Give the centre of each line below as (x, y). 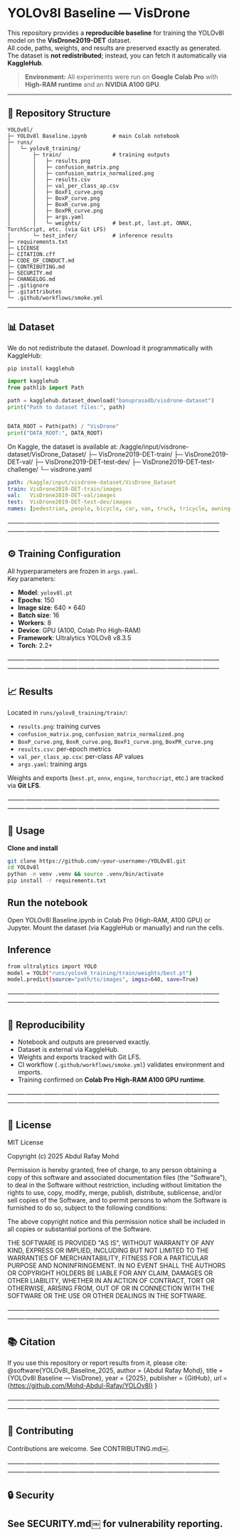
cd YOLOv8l (23, 868)
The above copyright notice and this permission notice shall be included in (116, 1221)
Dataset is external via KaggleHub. (68, 1050)
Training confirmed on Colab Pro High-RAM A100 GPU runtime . (112, 1080)
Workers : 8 (34, 622)
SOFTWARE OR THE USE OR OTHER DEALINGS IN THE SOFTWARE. (107, 1295)
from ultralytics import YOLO (52, 966)
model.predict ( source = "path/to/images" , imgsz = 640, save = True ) (103, 979)
